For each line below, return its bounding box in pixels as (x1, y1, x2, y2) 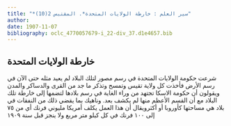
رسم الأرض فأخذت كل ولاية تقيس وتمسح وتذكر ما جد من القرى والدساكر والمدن (7, 81, 215, 90)
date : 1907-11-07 (7, 23, 58, 30)
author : (7, 17, 30, 24)
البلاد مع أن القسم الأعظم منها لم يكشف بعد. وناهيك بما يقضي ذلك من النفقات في (7, 96, 218, 104)
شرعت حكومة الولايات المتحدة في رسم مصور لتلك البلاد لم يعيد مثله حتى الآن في (7, 74, 217, 82)
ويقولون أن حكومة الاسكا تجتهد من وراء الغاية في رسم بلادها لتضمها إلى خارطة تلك (7, 88, 221, 97)
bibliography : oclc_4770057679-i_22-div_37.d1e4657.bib (7, 29, 173, 37)
